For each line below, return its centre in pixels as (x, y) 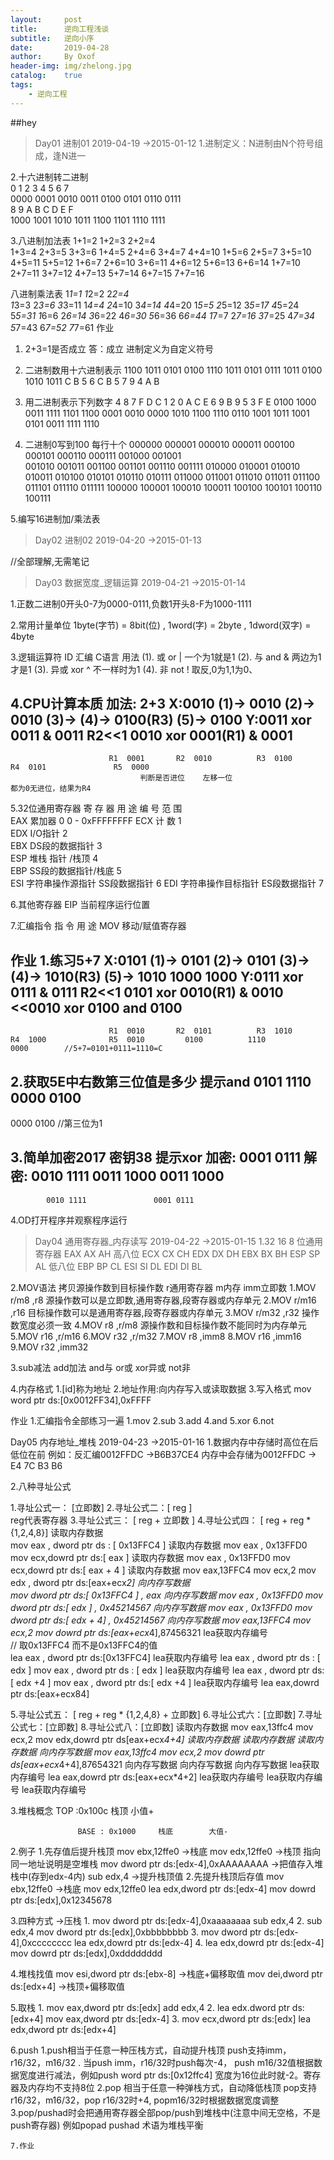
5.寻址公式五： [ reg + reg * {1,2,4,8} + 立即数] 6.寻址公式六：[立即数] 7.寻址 (166, 1714)
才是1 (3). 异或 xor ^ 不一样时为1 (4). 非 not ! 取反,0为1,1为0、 (134, 669)
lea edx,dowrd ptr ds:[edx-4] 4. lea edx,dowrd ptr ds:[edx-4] (199, 1942)
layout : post (46, 19)
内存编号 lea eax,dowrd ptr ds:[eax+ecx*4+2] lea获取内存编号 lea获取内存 (162, 1777)
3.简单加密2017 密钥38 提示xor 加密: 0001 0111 (155, 1157)
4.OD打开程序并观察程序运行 (69, 1220)
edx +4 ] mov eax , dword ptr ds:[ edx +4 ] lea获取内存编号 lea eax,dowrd (168, 1682)
